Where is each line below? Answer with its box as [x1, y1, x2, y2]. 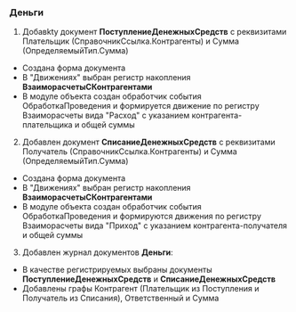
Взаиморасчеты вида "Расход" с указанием [21, 110, 190, 121]
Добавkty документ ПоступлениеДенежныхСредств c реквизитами [21, 27, 287, 37]
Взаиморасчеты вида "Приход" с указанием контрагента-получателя [21, 220, 287, 231]
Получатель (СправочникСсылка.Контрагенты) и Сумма [21, 146, 237, 157]
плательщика [21, 119, 73, 130]
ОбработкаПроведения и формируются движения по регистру [21, 211, 262, 222]
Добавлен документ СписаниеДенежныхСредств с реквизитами [21, 136, 276, 148]
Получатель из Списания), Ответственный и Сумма [21, 292, 220, 304]
